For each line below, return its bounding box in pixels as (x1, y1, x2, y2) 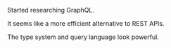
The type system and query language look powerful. (7, 33, 160, 41)
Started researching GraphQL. (7, 6, 95, 14)
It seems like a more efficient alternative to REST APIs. (7, 19, 165, 27)
